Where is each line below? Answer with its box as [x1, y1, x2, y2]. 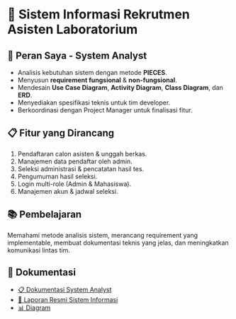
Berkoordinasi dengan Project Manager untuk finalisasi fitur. [17, 106, 193, 114]
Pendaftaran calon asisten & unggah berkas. [17, 149, 147, 158]
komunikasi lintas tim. [7, 245, 71, 254]
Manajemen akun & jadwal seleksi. [17, 187, 118, 195]
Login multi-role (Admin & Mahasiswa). [17, 180, 132, 188]
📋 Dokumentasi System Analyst [17, 286, 112, 294]
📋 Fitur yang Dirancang [7, 127, 115, 139]
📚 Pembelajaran [7, 209, 82, 221]
